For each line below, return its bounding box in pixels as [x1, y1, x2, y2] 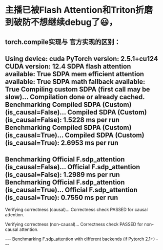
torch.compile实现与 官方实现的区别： [5, 38, 121, 46]
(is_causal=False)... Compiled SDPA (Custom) [5, 108, 147, 116]
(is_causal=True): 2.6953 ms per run [5, 138, 119, 147]
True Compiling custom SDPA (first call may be [5, 85, 150, 93]
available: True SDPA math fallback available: [5, 77, 145, 86]
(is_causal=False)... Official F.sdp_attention [5, 163, 140, 171]
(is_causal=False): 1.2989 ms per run [5, 171, 120, 179]
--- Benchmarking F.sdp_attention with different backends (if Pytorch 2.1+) [5, 236, 155, 242]
